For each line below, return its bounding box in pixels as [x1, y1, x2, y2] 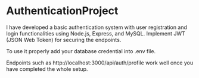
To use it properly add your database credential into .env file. [6, 47, 156, 54]
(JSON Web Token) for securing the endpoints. [6, 36, 122, 43]
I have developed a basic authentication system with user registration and [6, 24, 188, 31]
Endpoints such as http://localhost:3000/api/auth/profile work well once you [6, 59, 194, 66]
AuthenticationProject [6, 4, 119, 18]
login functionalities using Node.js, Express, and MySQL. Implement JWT [6, 30, 186, 37]
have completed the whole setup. [6, 65, 88, 72]
